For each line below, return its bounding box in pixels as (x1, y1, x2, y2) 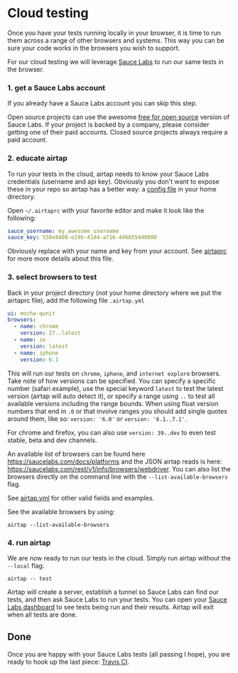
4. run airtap (7, 538, 51, 548)
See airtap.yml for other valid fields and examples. (7, 494, 155, 502)
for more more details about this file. (7, 254, 114, 263)
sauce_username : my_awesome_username (7, 227, 119, 234)
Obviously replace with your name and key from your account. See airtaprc (7, 247, 227, 256)
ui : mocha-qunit (7, 310, 55, 317)
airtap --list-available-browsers (7, 521, 110, 528)
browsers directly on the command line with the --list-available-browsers (7, 472, 229, 481)
